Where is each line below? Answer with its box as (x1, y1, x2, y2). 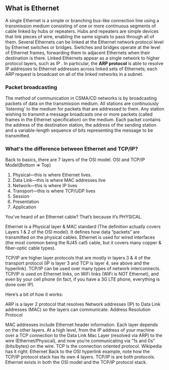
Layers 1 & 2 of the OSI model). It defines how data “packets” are (5, 229, 140, 235)
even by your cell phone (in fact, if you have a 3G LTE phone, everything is (5, 276, 160, 282)
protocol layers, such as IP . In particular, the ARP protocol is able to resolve (5, 60, 164, 66)
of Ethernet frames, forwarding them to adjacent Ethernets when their (5, 49, 150, 56)
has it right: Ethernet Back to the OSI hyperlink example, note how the (5, 348, 150, 355)
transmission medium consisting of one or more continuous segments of (5, 23, 156, 29)
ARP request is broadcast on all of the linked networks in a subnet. (5, 71, 144, 77)
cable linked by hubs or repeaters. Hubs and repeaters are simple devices (5, 28, 159, 34)
